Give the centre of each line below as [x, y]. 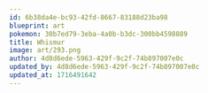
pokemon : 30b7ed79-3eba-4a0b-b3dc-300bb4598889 [99, 34]
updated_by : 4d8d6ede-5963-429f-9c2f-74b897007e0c [104, 67]
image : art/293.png [45, 50]
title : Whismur [37, 42]
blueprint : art [37, 26]
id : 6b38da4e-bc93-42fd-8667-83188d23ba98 [89, 17]
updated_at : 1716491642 [53, 75]
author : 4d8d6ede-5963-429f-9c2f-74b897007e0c [96, 58]
